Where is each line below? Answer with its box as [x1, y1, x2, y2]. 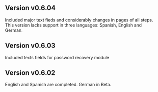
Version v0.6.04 [5, 4, 56, 12]
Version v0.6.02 [5, 69, 55, 77]
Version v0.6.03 [5, 42, 55, 50]
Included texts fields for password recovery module [5, 54, 109, 60]
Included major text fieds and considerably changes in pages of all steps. [5, 17, 154, 23]
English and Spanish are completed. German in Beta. [5, 82, 111, 88]
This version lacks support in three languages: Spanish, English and [5, 22, 142, 28]
